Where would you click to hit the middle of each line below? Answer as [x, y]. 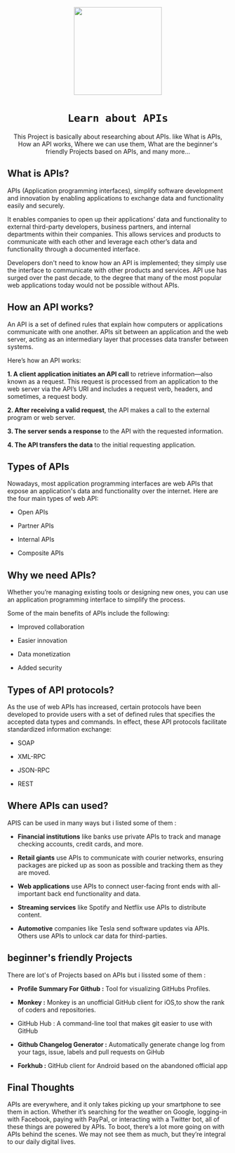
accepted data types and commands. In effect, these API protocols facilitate [117, 722]
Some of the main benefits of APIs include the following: [88, 613]
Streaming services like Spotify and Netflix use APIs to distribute [112, 907]
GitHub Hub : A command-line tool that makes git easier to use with [115, 1023]
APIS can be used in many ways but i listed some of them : [92, 822]
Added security [40, 668]
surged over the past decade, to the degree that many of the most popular [115, 277]
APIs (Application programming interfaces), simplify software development [115, 191]
